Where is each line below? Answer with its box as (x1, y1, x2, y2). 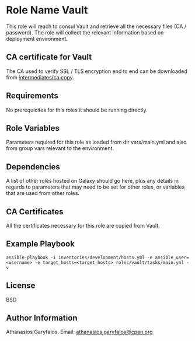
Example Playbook (6, 239, 75, 249)
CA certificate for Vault (6, 52, 92, 62)
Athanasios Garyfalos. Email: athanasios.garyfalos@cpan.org (6, 328, 153, 336)
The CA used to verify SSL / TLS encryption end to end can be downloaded (6, 68, 188, 75)
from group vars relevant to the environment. (6, 145, 114, 152)
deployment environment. (6, 35, 68, 42)
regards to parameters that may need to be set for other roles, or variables (6, 183, 185, 190)
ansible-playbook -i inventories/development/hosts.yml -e (6, 255, 153, 260)
